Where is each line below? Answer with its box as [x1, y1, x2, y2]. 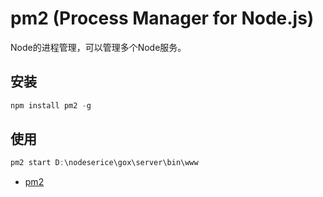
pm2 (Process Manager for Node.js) [10, 7, 315, 30]
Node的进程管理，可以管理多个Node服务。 [10, 41, 187, 53]
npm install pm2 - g [10, 100, 92, 111]
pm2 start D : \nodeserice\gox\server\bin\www [10, 158, 199, 168]
